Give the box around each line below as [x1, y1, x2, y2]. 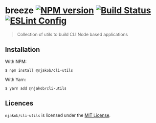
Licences [5, 99, 34, 107]
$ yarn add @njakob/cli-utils [5, 86, 67, 91]
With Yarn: [5, 76, 26, 82]
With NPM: [5, 59, 27, 64]
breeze [5, 5, 34, 16]
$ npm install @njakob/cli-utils [5, 68, 73, 73]
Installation [5, 45, 40, 54]
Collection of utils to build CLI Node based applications [17, 31, 128, 37]
